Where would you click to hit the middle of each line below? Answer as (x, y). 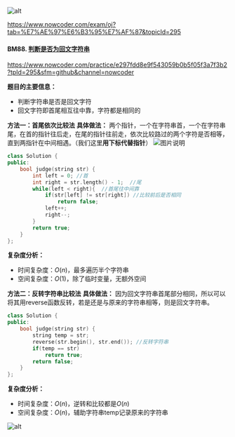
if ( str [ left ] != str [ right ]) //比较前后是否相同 (113, 195)
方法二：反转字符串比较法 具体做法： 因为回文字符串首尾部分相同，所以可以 (116, 294)
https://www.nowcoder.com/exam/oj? (62, 24)
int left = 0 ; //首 (60, 175)
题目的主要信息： (32, 87)
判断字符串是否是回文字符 (54, 102)
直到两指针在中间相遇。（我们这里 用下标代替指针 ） (80, 143)
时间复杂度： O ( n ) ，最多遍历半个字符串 (73, 270)
